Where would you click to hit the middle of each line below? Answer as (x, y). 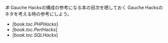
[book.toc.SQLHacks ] (35, 35)
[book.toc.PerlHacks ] (35, 29)
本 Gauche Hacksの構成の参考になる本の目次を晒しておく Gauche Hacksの (84, 7)
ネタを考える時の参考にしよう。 (38, 14)
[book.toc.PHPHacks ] (35, 24)
